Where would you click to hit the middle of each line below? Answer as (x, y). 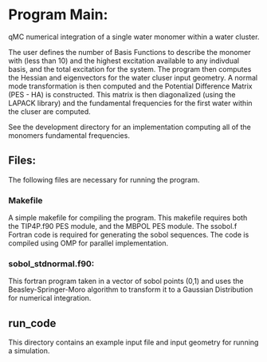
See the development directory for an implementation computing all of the (130, 127)
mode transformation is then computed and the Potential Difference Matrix (130, 86)
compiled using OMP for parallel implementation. (88, 243)
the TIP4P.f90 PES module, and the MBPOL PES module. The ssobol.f (123, 226)
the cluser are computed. (50, 111)
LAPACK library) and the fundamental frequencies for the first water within (130, 103)
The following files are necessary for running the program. (104, 179)
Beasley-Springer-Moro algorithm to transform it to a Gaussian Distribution (131, 289)
